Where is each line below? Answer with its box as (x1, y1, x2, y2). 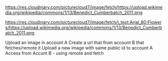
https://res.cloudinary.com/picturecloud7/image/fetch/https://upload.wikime (5, 4, 163, 10)
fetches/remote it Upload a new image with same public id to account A (5, 45, 153, 50)
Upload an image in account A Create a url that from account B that (5, 39, 144, 45)
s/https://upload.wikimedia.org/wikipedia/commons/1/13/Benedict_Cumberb (5, 24, 162, 30)
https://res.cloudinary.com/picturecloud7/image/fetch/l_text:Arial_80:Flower (5, 19, 162, 25)
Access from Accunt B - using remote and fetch (5, 50, 104, 56)
